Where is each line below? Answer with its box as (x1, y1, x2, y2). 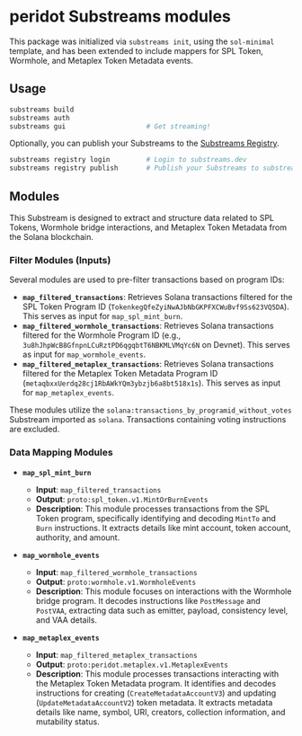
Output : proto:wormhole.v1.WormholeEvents (35, 576, 196, 587)
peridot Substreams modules (9, 6, 232, 27)
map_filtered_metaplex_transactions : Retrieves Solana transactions (22, 359, 274, 369)
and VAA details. (35, 614, 97, 625)
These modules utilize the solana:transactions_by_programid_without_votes (9, 404, 292, 415)
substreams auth (9, 113, 70, 122)
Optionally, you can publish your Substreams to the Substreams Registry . (9, 137, 280, 149)
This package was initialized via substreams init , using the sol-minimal (9, 36, 275, 47)
